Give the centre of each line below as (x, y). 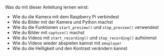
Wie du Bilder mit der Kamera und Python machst (62, 22)
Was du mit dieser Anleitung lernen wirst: (47, 7)
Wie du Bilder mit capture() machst (48, 32)
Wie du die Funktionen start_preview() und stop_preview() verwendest (85, 27)
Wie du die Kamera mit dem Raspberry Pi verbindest (66, 17)
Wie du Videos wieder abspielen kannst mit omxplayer (67, 43)
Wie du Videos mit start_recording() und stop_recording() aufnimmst (84, 38)
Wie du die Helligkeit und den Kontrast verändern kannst (70, 48)
